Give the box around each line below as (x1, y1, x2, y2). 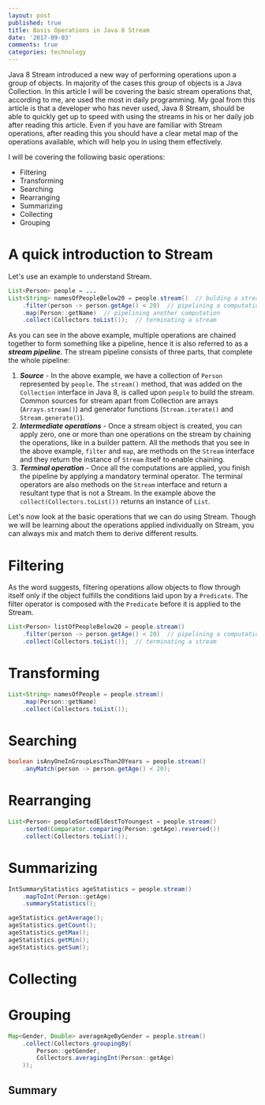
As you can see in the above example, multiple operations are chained (8, 331, 237, 340)
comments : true (8, 41, 58, 49)
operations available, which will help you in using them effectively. (8, 137, 223, 146)
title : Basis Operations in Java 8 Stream (8, 26, 150, 34)
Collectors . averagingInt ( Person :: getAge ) (36, 1054, 175, 1062)
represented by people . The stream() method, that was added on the (19, 380, 243, 389)
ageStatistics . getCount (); (8, 921, 97, 930)
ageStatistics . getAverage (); (8, 914, 104, 922)
